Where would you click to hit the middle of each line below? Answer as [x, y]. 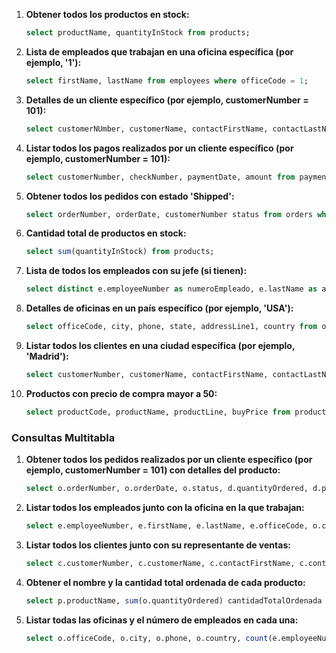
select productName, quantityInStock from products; [138, 33]
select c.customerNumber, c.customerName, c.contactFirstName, [160, 563]
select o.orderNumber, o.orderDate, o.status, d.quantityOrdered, [167, 489]
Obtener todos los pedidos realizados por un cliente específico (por [169, 460]
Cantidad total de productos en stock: [106, 233]
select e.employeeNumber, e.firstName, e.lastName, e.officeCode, [167, 525]
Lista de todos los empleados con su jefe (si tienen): [136, 271]
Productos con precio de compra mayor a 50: [121, 393]
